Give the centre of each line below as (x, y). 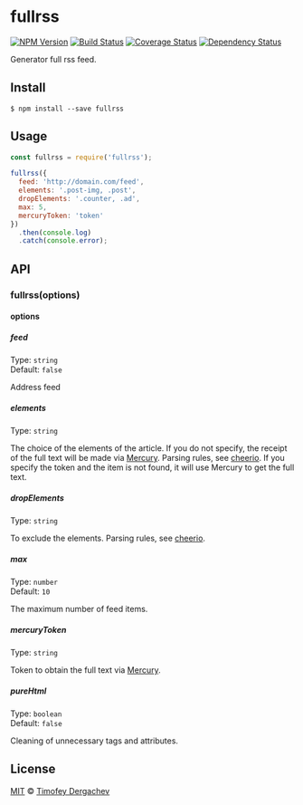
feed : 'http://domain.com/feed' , (81, 182)
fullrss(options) (45, 294)
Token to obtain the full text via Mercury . (85, 670)
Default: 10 (30, 591)
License (33, 769)
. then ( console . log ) (55, 233)
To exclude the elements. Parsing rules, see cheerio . (108, 538)
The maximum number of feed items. (79, 609)
